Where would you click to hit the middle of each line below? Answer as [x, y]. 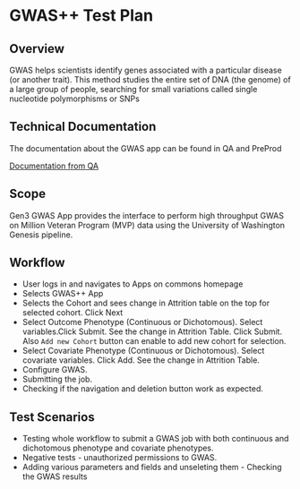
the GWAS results [55, 476]
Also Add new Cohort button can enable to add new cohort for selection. [154, 341]
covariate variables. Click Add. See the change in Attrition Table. [141, 360]
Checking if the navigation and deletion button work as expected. [143, 389]
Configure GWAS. [55, 370]
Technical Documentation [83, 127]
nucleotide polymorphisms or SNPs [75, 99]
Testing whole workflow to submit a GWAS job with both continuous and [155, 439]
